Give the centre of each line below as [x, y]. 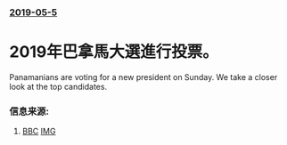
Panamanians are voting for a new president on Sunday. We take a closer [143, 77]
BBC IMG [39, 132]
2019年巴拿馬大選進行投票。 [114, 52]
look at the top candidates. [58, 86]
